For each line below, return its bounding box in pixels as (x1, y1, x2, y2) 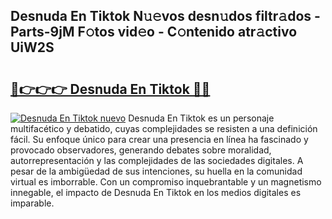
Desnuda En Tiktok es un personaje (128, 112, 275, 124)
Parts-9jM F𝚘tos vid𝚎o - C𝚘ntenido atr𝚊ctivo (10, 24, 298, 41)
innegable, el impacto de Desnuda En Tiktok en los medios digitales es (10, 187, 302, 198)
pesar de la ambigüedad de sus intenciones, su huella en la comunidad (10, 165, 303, 177)
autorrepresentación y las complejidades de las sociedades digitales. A (10, 155, 304, 166)
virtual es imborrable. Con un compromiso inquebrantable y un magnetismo (10, 176, 322, 188)
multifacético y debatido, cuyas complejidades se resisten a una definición (10, 123, 318, 134)
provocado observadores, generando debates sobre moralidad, (10, 144, 272, 156)
